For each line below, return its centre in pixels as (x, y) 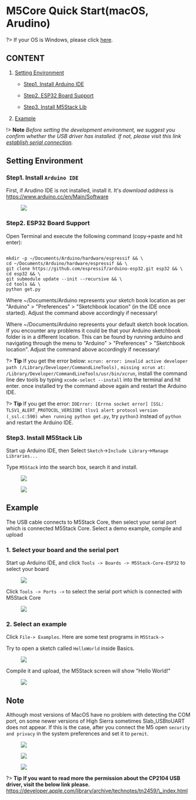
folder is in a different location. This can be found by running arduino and (95, 337)
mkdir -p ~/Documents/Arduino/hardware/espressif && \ (75, 258)
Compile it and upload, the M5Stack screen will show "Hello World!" (88, 671)
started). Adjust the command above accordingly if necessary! (82, 313)
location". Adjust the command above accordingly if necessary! (83, 349)
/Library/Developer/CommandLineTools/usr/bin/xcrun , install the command (97, 373)
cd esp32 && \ (24, 274)
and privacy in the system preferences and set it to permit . (77, 734)
